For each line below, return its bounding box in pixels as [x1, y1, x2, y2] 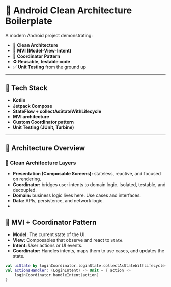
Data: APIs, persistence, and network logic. [12, 198, 104, 204]
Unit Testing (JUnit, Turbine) [12, 124, 74, 131]
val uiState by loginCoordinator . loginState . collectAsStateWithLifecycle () [5, 263, 169, 268]
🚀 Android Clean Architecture [5, 5, 132, 16]
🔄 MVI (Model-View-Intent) [12, 47, 72, 54]
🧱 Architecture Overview [5, 144, 85, 152]
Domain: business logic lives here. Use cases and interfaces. [12, 192, 141, 198]
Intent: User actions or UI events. [12, 242, 83, 249]
